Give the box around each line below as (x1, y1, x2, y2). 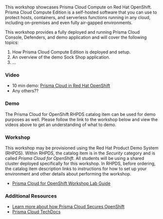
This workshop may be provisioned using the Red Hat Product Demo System (5, 145, 159, 151)
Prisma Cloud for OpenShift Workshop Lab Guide (12, 180, 111, 186)
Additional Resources (5, 193, 57, 199)
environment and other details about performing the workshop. (5, 171, 131, 176)
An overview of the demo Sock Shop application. (12, 54, 110, 60)
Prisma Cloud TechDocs (12, 209, 61, 215)
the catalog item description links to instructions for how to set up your (5, 166, 147, 172)
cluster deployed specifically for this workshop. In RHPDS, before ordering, (5, 160, 156, 166)
